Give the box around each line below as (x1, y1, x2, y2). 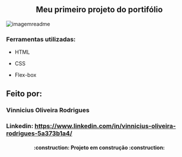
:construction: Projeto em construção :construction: (33, 144, 165, 151)
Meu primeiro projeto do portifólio (35, 5, 163, 15)
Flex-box (14, 71, 37, 78)
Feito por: (6, 89, 43, 99)
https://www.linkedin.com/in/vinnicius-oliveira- (34, 122, 176, 130)
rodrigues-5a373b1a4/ (6, 129, 73, 138)
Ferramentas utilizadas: (6, 35, 76, 43)
